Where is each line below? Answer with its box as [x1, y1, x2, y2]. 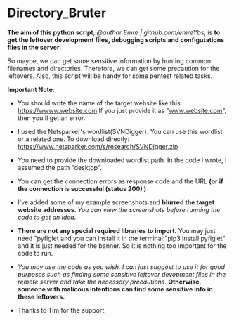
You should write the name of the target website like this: [17, 98, 183, 107]
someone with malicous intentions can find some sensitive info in [17, 284, 213, 293]
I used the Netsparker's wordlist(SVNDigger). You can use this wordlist [17, 127, 223, 136]
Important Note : [7, 85, 55, 93]
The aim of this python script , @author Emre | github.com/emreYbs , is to [7, 28, 220, 37]
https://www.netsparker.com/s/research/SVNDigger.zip [17, 142, 178, 150]
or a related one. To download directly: [17, 135, 130, 143]
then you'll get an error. [17, 114, 86, 122]
